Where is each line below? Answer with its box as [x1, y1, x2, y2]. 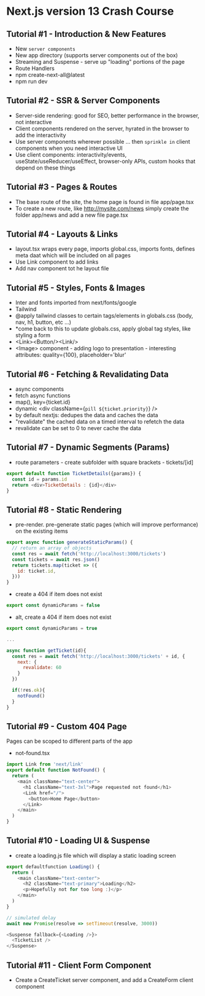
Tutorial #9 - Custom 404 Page [6, 721, 127, 732]
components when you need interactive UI [15, 144, 123, 152]
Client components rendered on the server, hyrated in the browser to [15, 125, 190, 132]
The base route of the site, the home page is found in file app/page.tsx [15, 198, 195, 205]
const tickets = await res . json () [12, 556, 100, 563]
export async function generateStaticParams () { [6, 539, 133, 546]
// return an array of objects [12, 545, 92, 551]
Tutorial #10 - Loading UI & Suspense [6, 836, 150, 846]
